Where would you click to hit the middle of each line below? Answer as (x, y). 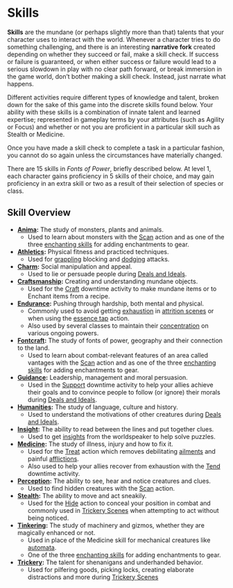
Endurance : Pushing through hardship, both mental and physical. (111, 303)
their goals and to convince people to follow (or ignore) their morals (124, 392)
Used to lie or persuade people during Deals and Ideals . (107, 273)
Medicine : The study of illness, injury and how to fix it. (95, 444)
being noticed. (48, 518)
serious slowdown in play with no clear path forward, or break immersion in (115, 69)
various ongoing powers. (63, 333)
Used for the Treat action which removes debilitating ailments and (122, 451)
